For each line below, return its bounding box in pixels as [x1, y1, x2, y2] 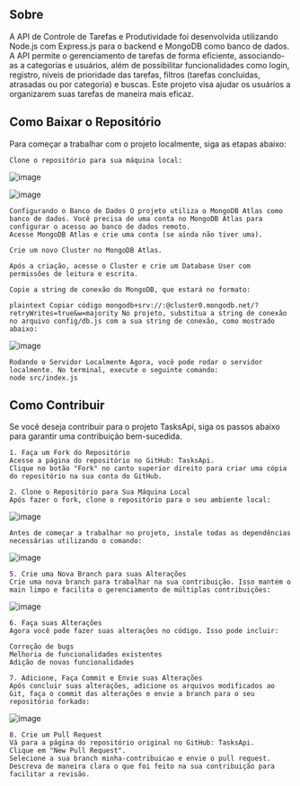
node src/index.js [9, 373, 78, 382]
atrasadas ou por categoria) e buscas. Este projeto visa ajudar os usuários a [9, 78, 291, 89]
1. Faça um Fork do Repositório [9, 449, 130, 458]
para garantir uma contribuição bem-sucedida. [9, 431, 182, 442]
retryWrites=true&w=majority [9, 308, 119, 317]
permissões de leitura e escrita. [9, 269, 139, 278]
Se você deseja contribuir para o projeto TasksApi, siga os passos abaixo [9, 422, 280, 433]
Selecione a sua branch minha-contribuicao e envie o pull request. [9, 755, 271, 764]
